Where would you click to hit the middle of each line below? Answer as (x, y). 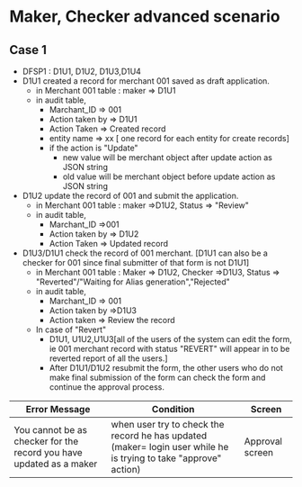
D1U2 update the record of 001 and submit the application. (130, 196)
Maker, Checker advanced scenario (145, 17)
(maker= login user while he (170, 447)
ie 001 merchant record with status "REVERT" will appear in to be (169, 349)
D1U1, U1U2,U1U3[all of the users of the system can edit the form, (170, 339)
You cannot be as (51, 430)
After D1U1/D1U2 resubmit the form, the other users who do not (166, 368)
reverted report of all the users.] (108, 358)
